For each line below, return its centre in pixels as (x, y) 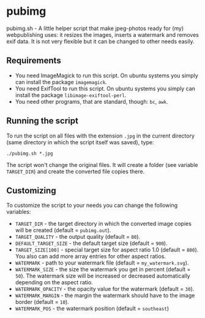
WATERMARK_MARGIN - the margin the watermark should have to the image (105, 295)
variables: (19, 212)
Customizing (31, 191)
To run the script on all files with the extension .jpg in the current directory (100, 136)
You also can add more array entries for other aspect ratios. (91, 257)
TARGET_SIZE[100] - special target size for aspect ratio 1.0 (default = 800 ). (107, 250)
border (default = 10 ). (42, 302)
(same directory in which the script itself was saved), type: (80, 142)
